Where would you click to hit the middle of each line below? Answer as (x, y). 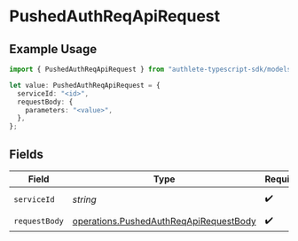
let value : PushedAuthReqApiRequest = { (85, 85)
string (85, 199)
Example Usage (53, 49)
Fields (27, 154)
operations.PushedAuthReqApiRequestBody (165, 222)
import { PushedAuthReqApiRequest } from (87, 69)
